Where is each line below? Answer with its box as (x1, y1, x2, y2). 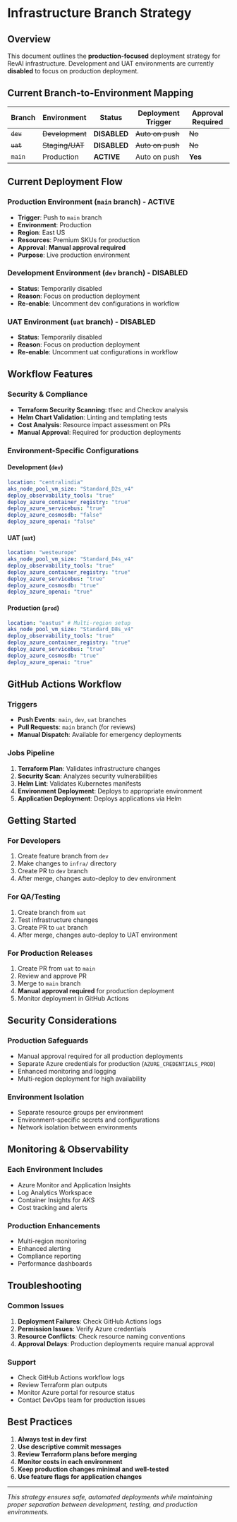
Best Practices (7, 1416, 73, 1428)
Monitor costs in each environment (17, 1457, 123, 1466)
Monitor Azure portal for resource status (17, 1388, 135, 1396)
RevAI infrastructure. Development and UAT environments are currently (7, 59, 214, 68)
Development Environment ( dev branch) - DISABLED (7, 268, 188, 278)
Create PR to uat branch (17, 923, 88, 931)
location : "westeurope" (7, 549, 78, 556)
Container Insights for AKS (17, 1195, 95, 1204)
